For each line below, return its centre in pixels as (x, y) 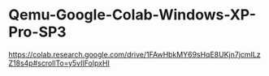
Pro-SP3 (37, 32)
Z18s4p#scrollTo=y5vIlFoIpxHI (59, 63)
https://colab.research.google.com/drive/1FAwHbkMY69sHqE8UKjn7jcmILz (135, 54)
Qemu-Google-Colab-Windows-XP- (132, 15)
